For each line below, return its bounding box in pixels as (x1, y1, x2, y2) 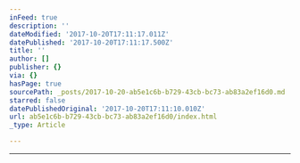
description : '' (9, 21, 70, 30)
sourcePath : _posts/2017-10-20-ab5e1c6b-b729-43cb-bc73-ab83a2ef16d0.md (9, 87, 286, 96)
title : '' (9, 46, 46, 55)
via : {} (9, 71, 38, 80)
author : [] (9, 54, 50, 63)
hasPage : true (9, 79, 62, 88)
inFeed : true (9, 12, 58, 22)
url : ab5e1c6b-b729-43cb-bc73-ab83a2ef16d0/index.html (9, 112, 218, 121)
